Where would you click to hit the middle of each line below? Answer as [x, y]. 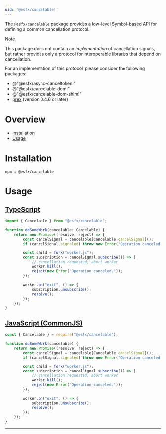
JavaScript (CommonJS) [44, 323]
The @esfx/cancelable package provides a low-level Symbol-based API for [81, 24]
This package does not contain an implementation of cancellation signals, [80, 48]
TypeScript [23, 210]
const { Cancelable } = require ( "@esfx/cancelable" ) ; [62, 335]
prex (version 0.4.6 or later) [40, 99]
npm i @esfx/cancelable [30, 172]
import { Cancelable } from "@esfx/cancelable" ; [56, 221]
